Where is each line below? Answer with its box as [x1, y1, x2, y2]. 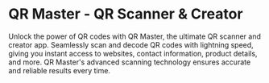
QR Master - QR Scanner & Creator [8, 5, 243, 23]
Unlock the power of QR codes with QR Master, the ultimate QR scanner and [8, 31, 262, 41]
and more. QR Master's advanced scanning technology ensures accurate [8, 57, 251, 67]
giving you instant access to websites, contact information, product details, [8, 48, 258, 58]
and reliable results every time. [8, 65, 111, 75]
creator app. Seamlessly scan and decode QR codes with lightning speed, [8, 39, 254, 49]
